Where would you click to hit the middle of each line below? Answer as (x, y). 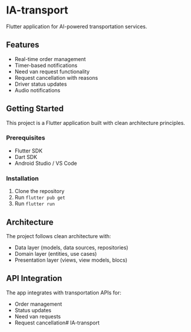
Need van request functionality (52, 72)
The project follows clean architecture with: (59, 236)
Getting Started (35, 109)
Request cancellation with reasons (56, 77)
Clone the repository (39, 191)
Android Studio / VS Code (46, 163)
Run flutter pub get (40, 198)
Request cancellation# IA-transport (57, 323)
